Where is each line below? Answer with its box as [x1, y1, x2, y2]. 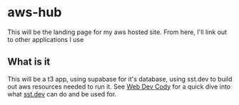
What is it [7, 56, 51, 68]
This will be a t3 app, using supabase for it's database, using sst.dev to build [7, 74, 233, 83]
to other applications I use [7, 35, 84, 43]
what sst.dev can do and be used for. [7, 89, 117, 98]
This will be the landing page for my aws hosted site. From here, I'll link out [7, 28, 227, 36]
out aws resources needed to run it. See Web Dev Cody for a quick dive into [7, 82, 231, 91]
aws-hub [7, 4, 62, 21]
